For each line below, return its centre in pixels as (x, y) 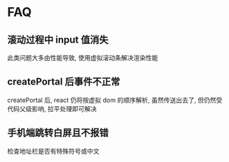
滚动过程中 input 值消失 (58, 39)
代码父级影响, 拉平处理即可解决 (52, 108)
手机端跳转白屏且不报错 (58, 133)
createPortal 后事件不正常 (64, 82)
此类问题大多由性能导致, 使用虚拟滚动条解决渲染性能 (83, 58)
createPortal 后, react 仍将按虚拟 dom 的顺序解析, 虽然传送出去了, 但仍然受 (115, 100)
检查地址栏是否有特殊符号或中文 (53, 151)
